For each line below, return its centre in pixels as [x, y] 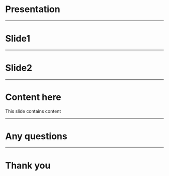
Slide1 [18, 39]
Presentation [33, 9]
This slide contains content [33, 111]
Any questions [36, 136]
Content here [33, 97]
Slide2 [19, 68]
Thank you [28, 165]
